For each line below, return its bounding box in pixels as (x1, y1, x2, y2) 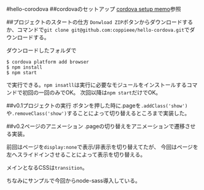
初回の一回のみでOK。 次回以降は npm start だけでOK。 (22, 89, 162, 96)
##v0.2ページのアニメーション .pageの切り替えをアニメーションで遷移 (6, 123, 186, 130)
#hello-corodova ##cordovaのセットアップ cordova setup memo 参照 (6, 6, 181, 12)
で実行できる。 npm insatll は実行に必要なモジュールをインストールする (6, 82, 187, 88)
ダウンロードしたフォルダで (6, 47, 77, 54)
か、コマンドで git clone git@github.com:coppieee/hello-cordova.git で (6, 26, 190, 33)
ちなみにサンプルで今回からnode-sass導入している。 (6, 177, 141, 184)
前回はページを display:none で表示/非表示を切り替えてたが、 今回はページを (6, 143, 198, 150)
